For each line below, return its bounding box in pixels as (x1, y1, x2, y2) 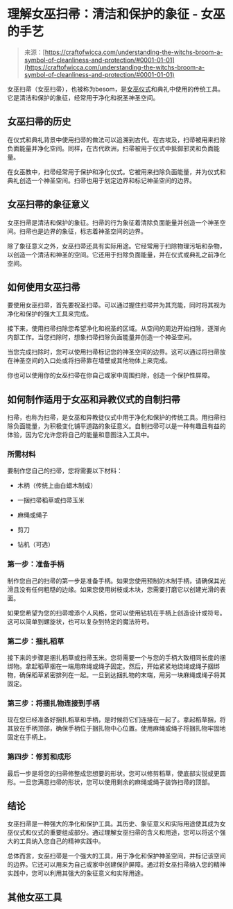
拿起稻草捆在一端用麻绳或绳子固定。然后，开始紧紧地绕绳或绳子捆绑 (25, 662, 220, 670)
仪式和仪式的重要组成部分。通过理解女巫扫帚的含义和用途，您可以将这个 (12, 829, 220, 837)
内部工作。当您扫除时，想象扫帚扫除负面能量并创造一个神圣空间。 (7, 333, 196, 341)
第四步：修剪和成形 (7, 752, 71, 762)
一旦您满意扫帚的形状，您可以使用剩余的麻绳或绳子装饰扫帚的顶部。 (19, 778, 214, 786)
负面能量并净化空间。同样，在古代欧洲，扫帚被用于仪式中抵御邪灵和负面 (7, 144, 214, 153)
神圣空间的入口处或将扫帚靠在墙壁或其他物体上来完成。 (12, 357, 171, 365)
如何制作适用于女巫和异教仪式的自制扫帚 (7, 393, 180, 405)
